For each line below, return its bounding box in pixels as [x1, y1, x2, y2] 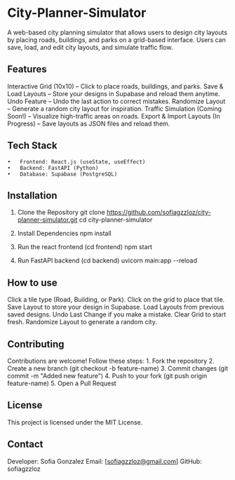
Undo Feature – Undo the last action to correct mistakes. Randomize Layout [7, 97, 226, 105]
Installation [7, 189, 58, 201]
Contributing [7, 338, 65, 350]
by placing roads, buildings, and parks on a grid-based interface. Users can [7, 35, 226, 44]
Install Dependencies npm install [17, 229, 112, 238]
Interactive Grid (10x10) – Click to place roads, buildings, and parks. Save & [7, 82, 224, 91]
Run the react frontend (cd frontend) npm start [17, 243, 153, 251]
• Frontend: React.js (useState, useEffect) [7, 158, 146, 166]
